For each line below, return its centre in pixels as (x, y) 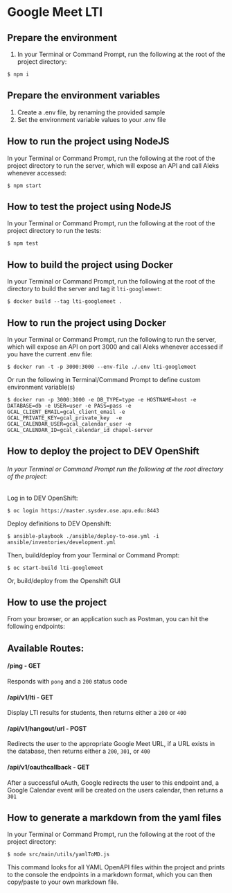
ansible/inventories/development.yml (62, 542)
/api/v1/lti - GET (30, 697)
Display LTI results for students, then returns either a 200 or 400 (97, 713)
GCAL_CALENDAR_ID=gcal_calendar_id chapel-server (80, 431)
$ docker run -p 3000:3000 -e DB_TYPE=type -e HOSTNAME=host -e (102, 400)
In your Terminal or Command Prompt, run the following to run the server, (112, 340)
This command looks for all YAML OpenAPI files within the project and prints (116, 867)
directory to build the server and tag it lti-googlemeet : (85, 289)
